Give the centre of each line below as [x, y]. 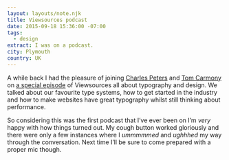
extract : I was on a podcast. [51, 45]
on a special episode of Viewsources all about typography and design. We [112, 85]
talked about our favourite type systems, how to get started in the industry [112, 92]
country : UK [24, 58]
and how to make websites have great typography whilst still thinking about [114, 100]
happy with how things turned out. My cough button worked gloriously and [113, 127]
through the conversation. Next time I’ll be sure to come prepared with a [109, 142]
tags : [15, 33]
